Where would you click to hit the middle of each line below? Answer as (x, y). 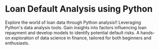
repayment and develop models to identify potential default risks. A (72, 33)
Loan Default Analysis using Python (79, 9)
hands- (148, 33)
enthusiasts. (17, 43)
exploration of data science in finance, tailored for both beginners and (81, 38)
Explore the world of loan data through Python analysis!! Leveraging (73, 22)
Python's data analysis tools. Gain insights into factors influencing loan (76, 27)
